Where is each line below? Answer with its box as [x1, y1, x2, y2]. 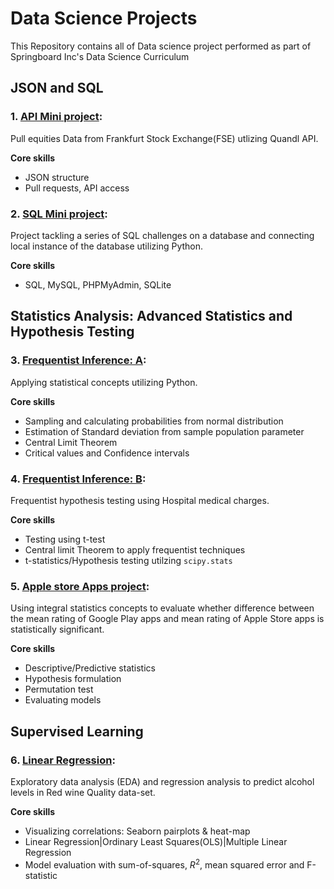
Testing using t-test [24, 533, 106, 545]
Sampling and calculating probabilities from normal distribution [24, 415, 284, 427]
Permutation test [24, 683, 94, 696]
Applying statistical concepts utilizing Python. [10, 376, 198, 388]
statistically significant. [10, 623, 105, 636]
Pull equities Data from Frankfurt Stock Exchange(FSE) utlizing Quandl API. [10, 132, 319, 144]
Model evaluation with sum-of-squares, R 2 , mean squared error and [24, 857, 305, 871]
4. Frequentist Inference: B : [10, 472, 147, 486]
